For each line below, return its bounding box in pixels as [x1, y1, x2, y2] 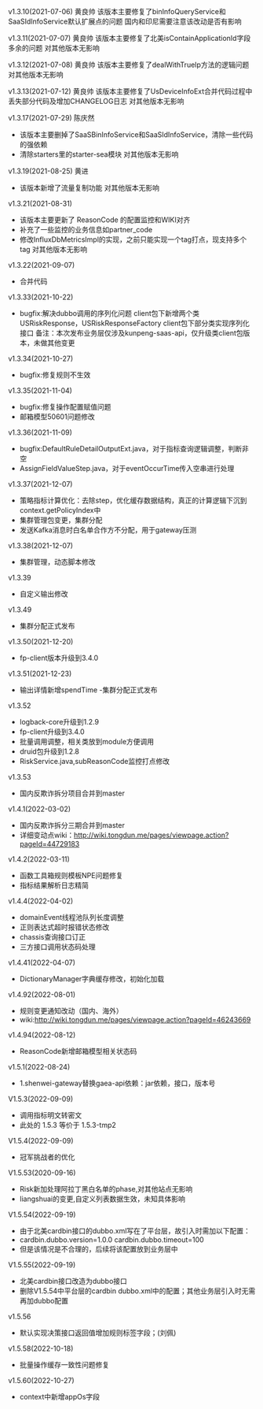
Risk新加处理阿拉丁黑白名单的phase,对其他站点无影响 [19, 1185, 193, 1193]
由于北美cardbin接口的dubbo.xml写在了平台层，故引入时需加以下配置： [19, 1226, 251, 1235]
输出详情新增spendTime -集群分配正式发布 [19, 685, 158, 695]
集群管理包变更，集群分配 [19, 515, 103, 525]
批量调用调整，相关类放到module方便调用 [19, 737, 155, 746]
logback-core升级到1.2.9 [19, 717, 100, 726]
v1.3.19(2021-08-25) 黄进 [8, 166, 89, 176]
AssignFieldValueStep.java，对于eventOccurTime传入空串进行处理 [19, 464, 235, 473]
